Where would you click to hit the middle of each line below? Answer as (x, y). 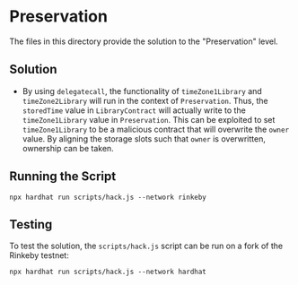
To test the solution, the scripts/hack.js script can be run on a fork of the (146, 246)
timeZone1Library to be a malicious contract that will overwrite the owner (156, 129)
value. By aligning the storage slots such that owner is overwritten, (144, 138)
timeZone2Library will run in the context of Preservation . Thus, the (145, 100)
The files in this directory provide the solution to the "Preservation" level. (144, 41)
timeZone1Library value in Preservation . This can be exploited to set (149, 119)
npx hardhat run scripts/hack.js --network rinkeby (108, 197)
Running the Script (63, 177)
